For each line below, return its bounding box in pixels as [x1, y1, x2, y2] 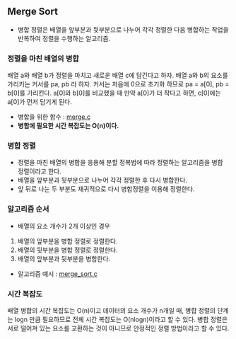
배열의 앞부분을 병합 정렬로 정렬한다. [17, 236, 118, 245]
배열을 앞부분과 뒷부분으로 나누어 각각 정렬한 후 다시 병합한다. [17, 176, 188, 185]
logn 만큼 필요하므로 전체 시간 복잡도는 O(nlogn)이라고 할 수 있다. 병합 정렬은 [14, 315, 228, 323]
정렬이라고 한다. [17, 167, 61, 176]
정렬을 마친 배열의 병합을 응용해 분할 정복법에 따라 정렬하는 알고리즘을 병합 [17, 159, 224, 167]
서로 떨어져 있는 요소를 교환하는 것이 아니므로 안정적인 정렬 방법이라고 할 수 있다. [7, 324, 230, 332]
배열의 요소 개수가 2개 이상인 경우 [17, 222, 111, 230]
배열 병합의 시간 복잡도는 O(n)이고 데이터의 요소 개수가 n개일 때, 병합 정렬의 [7, 306, 216, 314]
